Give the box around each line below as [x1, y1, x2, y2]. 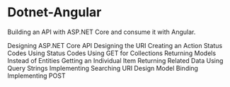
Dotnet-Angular [7, 4, 102, 21]
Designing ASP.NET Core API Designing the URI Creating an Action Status [7, 41, 223, 50]
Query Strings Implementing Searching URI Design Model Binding [7, 64, 198, 72]
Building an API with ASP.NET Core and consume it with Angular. [7, 28, 196, 36]
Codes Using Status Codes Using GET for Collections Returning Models [7, 49, 217, 57]
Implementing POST [7, 71, 66, 80]
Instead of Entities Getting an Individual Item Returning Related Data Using [7, 56, 224, 64]
